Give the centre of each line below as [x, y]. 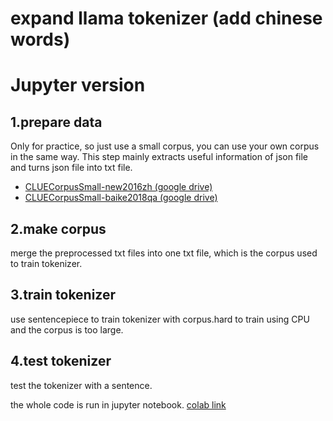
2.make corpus [58, 228]
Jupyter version [78, 85]
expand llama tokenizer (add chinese [166, 18]
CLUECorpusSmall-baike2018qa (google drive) [121, 198]
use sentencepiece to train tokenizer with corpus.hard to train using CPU [160, 319]
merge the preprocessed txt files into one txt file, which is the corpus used [164, 253]
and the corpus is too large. [67, 329]
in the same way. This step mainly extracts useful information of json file [159, 157]
